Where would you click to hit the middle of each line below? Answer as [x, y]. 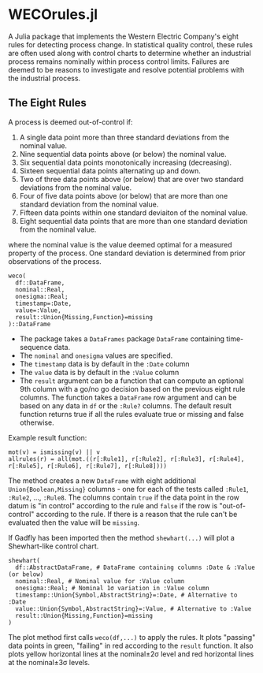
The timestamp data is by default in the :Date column [105, 363]
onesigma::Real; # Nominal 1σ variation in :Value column [113, 588]
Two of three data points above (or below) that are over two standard [131, 179]
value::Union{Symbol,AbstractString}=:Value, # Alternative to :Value [133, 608]
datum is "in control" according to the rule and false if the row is [113, 505]
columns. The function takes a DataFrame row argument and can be [128, 397]
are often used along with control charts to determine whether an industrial [130, 53]
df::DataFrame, [40, 283]
